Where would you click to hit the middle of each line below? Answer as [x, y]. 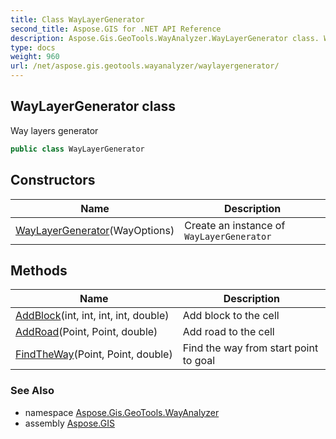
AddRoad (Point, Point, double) [86, 332]
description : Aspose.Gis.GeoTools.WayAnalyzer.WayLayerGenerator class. [165, 38]
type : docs [33, 47]
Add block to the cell [231, 316]
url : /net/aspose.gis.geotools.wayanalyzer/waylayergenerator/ [145, 66]
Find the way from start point [250, 348]
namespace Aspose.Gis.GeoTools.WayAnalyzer [122, 412]
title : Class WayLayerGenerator [77, 19]
